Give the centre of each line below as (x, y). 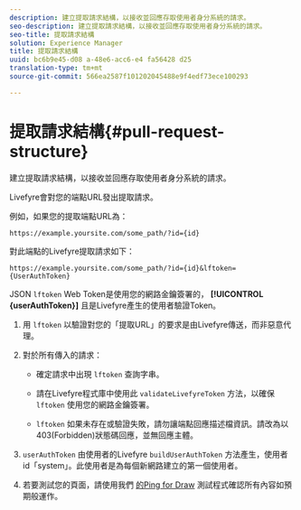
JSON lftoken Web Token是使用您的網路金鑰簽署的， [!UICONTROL (136, 293)
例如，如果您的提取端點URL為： (69, 216)
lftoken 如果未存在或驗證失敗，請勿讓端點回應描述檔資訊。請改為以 (162, 423)
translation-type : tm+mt (56, 69)
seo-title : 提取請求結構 (52, 34)
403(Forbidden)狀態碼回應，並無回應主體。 (117, 435)
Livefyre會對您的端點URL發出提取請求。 (84, 197)
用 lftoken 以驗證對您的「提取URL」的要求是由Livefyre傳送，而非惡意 (153, 324)
